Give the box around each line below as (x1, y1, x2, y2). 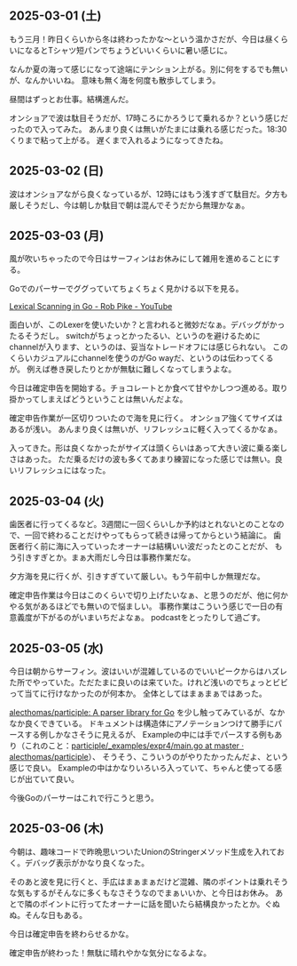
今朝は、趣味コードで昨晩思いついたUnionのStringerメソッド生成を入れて (9, 846, 277, 857)
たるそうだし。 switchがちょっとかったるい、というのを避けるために (9, 331, 261, 341)
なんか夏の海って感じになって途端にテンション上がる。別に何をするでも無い (9, 63, 288, 74)
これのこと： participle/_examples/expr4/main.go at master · (24, 740, 245, 751)
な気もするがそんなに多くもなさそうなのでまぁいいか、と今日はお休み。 (9, 887, 273, 898)
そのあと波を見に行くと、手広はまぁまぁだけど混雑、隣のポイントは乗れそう (9, 876, 289, 887)
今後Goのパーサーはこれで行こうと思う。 (9, 793, 160, 803)
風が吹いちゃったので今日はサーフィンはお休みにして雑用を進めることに (9, 253, 273, 264)
